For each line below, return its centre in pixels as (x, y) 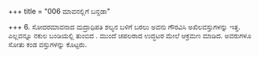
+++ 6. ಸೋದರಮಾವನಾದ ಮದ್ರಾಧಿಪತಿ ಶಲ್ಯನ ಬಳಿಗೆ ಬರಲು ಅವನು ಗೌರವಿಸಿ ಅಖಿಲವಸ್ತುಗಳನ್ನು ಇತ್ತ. (124, 27)
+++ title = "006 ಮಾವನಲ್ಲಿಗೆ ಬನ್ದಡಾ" (59, 11)
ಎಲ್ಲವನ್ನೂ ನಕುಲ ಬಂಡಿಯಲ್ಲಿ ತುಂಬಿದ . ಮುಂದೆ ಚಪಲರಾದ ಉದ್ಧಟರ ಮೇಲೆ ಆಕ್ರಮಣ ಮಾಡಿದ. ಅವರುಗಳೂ (130, 36)
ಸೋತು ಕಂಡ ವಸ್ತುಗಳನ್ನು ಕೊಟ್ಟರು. (48, 45)
